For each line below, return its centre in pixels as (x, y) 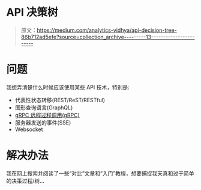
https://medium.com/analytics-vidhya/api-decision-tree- (107, 30)
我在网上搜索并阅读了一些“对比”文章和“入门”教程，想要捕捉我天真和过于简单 (100, 173)
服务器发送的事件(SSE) (43, 122)
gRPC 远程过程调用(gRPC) (47, 115)
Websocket (29, 129)
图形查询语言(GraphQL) (44, 107)
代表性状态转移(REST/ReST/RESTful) (60, 100)
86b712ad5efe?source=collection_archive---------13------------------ (108, 37)
